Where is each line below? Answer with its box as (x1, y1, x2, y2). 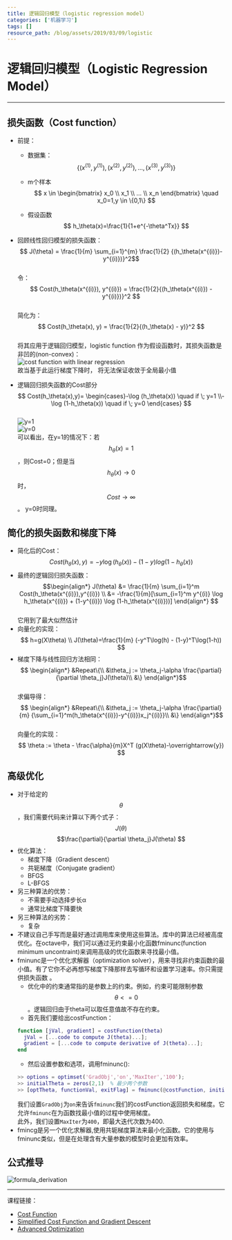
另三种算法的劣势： (17, 913, 72, 921)
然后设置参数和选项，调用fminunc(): (27, 1060, 130, 1068)
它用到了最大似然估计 (17, 616, 78, 624)
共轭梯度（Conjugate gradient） (27, 864, 119, 872)
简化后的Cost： (17, 546, 61, 555)
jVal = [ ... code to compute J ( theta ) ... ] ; (23, 1033, 148, 1040)
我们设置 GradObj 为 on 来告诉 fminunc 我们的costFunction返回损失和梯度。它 (17, 1100, 225, 1108)
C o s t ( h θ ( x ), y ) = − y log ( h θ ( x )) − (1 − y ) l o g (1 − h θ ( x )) (49, 557, 193, 567)
